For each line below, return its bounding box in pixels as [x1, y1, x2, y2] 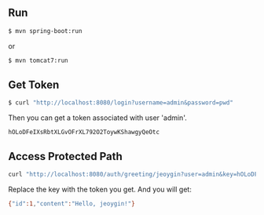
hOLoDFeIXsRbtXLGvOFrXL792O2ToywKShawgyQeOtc [8, 129, 159, 137]
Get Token [8, 78, 60, 91]
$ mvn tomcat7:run [8, 56, 68, 64]
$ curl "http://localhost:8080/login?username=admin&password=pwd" [8, 99, 234, 107]
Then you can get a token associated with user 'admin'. [8, 113, 187, 122]
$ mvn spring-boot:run [8, 27, 82, 35]
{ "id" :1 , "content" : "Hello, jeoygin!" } [8, 199, 135, 207]
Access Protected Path [8, 149, 123, 163]
